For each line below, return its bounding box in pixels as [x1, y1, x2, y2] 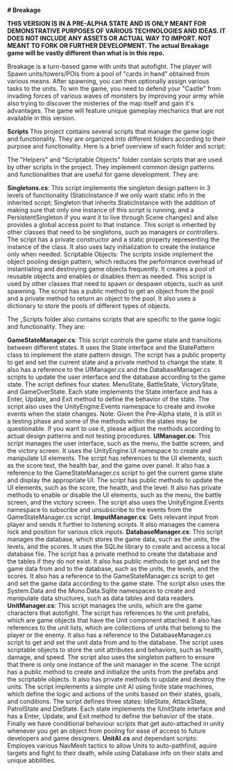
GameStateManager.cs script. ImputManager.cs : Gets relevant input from [7, 513, 218, 521]
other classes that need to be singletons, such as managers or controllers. [7, 228, 220, 236]
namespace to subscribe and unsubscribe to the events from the [7, 506, 193, 514]
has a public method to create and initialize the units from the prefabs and [7, 668, 218, 676]
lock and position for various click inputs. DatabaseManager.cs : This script [7, 527, 223, 536]
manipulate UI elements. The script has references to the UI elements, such [7, 454, 223, 462]
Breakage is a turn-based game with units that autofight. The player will [7, 62, 212, 70]
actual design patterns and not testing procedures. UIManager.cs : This [7, 432, 211, 440]
